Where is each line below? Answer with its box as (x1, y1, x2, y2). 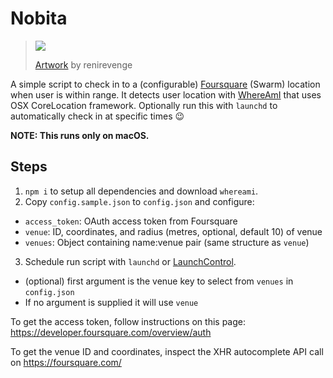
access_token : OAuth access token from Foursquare (24, 215, 238, 227)
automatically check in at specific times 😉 (10, 110, 185, 122)
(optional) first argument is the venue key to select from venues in (24, 275, 294, 287)
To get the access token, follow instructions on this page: (10, 315, 247, 327)
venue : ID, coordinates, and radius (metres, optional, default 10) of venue (24, 225, 323, 237)
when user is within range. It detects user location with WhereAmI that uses (10, 88, 322, 101)
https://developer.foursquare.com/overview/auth (10, 326, 212, 338)
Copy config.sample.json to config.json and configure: (24, 195, 255, 207)
